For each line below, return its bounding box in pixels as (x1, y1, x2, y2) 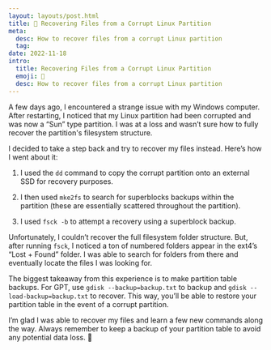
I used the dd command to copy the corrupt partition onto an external (19, 168, 250, 177)
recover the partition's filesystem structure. (8, 127, 153, 138)
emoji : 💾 (15, 72, 45, 80)
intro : (8, 58, 31, 66)
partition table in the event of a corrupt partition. (8, 299, 169, 309)
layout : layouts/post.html (8, 11, 100, 20)
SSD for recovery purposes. (19, 176, 113, 186)
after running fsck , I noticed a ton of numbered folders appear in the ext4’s (8, 241, 257, 250)
